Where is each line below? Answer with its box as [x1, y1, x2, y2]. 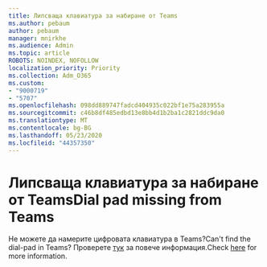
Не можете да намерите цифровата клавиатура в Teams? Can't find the [8, 234, 251, 244]
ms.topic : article [8, 49, 70, 57]
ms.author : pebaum [8, 19, 70, 27]
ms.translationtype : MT [8, 117, 88, 125]
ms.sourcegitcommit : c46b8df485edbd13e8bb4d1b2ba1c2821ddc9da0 [8, 109, 225, 117]
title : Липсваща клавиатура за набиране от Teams [8, 11, 179, 20]
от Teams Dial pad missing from [8, 191, 223, 209]
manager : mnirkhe [8, 34, 67, 43]
